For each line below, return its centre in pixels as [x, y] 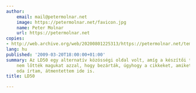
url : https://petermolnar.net [53, 33]
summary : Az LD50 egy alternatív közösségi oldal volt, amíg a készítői [96, 60]
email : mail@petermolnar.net [52, 17]
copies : [15, 38]
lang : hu [17, 49]
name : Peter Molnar [40, 28]
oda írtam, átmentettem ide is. [56, 71]
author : [15, 11]
